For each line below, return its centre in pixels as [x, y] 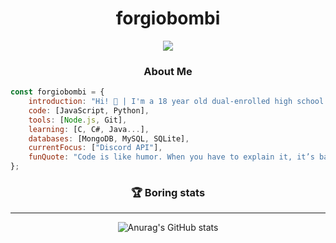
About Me [168, 71]
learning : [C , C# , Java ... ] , [89, 129]
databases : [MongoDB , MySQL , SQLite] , [109, 138]
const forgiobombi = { [57, 92]
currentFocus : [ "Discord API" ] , [95, 148]
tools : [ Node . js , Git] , [78, 120]
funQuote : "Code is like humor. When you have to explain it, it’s [171, 157]
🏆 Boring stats [168, 193]
